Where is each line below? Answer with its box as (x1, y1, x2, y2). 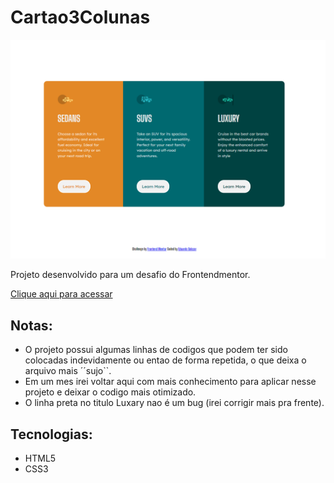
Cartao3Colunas (10, 6, 151, 29)
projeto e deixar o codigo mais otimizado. (24, 386, 197, 398)
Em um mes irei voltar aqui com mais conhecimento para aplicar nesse (24, 376, 317, 388)
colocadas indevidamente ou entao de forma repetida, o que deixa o (24, 354, 307, 366)
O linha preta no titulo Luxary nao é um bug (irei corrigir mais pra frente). (24, 397, 325, 409)
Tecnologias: (10, 426, 93, 443)
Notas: (10, 317, 53, 334)
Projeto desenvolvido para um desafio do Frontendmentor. (10, 269, 251, 281)
